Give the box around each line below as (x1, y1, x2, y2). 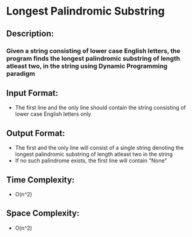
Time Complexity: (6, 175, 75, 185)
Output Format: (6, 128, 65, 138)
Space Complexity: (6, 208, 80, 219)
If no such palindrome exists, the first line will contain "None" (14, 157, 167, 164)
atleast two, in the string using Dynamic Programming (6, 62, 168, 70)
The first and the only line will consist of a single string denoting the (14, 144, 184, 152)
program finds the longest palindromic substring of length (6, 54, 181, 62)
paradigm (6, 69, 35, 78)
